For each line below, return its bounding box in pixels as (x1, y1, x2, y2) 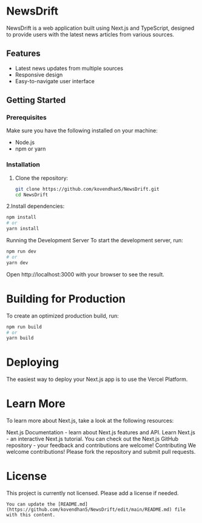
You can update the (6, 501, 56, 508)
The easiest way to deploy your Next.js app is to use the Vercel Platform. (6, 375, 188, 383)
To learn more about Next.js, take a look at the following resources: (6, 417, 174, 425)
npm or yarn (15, 145, 46, 152)
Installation (6, 160, 41, 169)
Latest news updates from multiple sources (15, 64, 123, 72)
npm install (6, 214, 36, 220)
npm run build (6, 324, 42, 330)
